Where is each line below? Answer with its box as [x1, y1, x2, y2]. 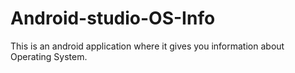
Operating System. [10, 50, 88, 62]
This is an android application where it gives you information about [10, 40, 285, 52]
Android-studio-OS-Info [10, 7, 216, 30]
